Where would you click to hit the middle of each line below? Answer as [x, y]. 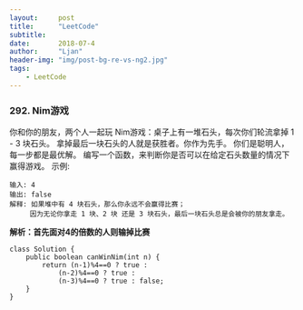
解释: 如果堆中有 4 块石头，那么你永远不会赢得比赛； [98, 205]
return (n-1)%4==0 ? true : [95, 265]
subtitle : [28, 35]
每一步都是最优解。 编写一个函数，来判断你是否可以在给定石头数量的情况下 [150, 155]
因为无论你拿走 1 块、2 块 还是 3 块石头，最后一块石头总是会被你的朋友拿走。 [159, 215]
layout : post [42, 18]
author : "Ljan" [46, 52]
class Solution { [42, 250]
